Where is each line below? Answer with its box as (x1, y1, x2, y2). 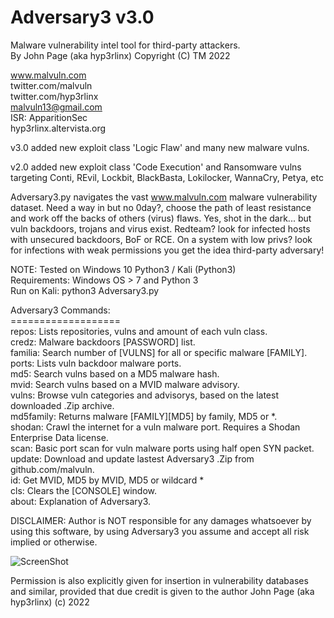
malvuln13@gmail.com (10, 101, 103, 113)
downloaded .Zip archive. (10, 399, 115, 411)
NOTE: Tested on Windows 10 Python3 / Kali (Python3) (10, 263, 237, 275)
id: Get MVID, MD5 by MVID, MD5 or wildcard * (10, 474, 205, 486)
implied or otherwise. (10, 536, 98, 548)
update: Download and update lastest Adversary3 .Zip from (10, 452, 255, 465)
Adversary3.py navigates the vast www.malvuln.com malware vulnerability (10, 191, 318, 203)
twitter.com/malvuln (10, 79, 93, 91)
